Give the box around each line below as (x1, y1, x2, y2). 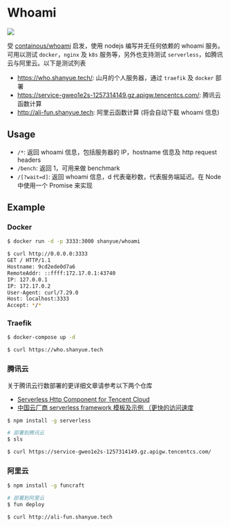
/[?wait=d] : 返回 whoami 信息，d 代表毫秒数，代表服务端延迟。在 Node (17, 172, 222, 181)
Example (7, 202, 46, 214)
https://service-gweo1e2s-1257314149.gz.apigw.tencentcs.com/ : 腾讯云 (17, 91, 221, 99)
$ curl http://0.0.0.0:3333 (7, 250, 88, 257)
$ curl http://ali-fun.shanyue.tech (7, 513, 113, 520)
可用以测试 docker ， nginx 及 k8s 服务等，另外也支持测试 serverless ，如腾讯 (7, 50, 223, 58)
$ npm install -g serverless (7, 417, 91, 424)
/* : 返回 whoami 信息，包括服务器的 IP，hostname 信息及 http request (17, 147, 218, 156)
